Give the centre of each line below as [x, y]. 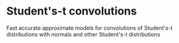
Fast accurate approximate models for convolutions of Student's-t [89, 28]
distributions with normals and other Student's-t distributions [83, 34]
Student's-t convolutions [72, 11]
